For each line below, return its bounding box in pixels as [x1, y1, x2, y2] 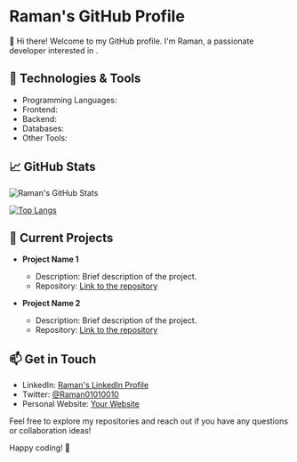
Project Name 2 [21, 298, 81, 309]
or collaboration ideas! [9, 426, 92, 436]
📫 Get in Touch [9, 352, 97, 367]
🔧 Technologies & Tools [9, 71, 141, 86]
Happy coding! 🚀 [9, 442, 71, 453]
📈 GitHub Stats [9, 159, 96, 174]
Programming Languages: [21, 94, 117, 105]
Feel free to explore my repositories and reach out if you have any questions [9, 416, 289, 426]
